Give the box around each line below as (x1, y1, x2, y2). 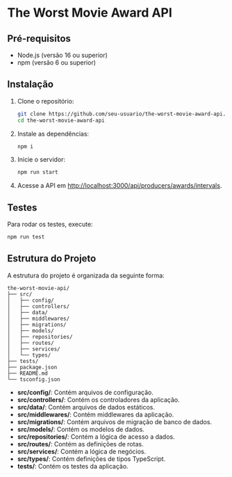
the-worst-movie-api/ (7, 284, 70, 291)
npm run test (7, 234, 45, 241)
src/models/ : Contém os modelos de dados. (17, 425, 144, 433)
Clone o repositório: (17, 97, 74, 105)
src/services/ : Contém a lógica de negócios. (17, 447, 147, 455)
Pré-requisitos (7, 33, 72, 45)
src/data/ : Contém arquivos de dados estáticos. (17, 403, 155, 411)
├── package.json (7, 364, 58, 371)
